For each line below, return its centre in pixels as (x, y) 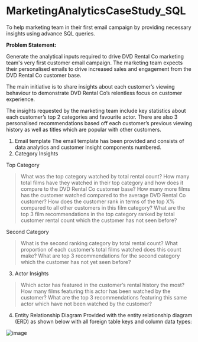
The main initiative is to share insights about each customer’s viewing (91, 86)
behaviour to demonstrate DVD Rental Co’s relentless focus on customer (94, 93)
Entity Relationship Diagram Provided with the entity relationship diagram (103, 315)
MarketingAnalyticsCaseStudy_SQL (96, 11)
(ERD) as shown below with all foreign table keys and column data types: (103, 321)
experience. (21, 99)
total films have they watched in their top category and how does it (102, 183)
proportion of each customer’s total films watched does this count (101, 249)
